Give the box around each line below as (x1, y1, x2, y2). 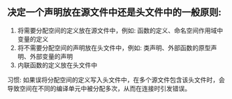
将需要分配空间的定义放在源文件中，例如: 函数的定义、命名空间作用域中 (17, 26, 224, 35)
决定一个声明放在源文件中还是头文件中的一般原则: (7, 6, 222, 19)
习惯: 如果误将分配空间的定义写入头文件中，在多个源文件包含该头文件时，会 (7, 75, 225, 84)
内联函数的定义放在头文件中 (17, 61, 98, 69)
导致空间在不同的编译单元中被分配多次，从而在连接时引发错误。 (7, 84, 191, 92)
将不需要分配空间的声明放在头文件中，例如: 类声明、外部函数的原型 (17, 44, 211, 52)
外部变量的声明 (29, 52, 73, 60)
